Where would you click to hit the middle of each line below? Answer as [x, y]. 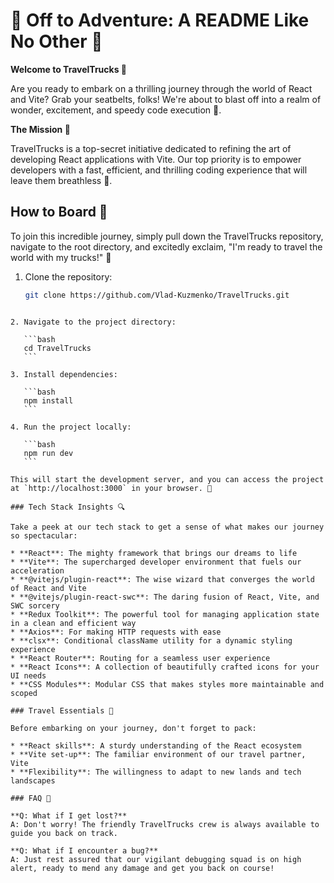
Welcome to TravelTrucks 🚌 [69, 69]
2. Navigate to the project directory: [93, 322]
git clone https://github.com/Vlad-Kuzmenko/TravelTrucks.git [157, 295]
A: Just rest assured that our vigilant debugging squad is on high [156, 859]
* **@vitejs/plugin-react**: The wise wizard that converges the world [162, 579]
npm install [48, 400]
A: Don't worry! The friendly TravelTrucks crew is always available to [165, 824]
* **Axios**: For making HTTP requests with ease [116, 632]
